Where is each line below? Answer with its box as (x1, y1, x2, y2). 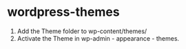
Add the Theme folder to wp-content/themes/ (17, 27, 147, 35)
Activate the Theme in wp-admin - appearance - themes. (17, 34, 180, 42)
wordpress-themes (7, 4, 120, 20)
